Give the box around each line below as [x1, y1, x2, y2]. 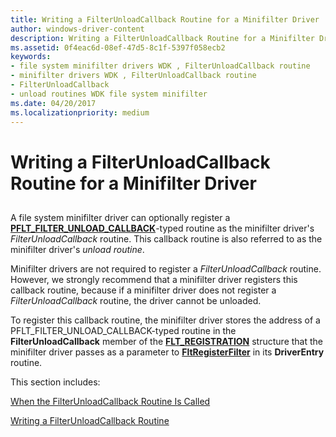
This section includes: [10, 376, 101, 388]
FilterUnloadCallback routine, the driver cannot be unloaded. [10, 294, 262, 306]
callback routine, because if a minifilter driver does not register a [10, 284, 277, 296]
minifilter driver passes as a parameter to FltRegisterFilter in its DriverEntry [10, 346, 325, 358]
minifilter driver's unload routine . [10, 243, 145, 255]
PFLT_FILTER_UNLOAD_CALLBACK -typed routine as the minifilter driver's [10, 222, 315, 234]
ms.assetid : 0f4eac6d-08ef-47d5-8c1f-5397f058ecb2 [10, 42, 226, 53]
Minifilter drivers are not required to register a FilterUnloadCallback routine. [10, 262, 322, 275]
